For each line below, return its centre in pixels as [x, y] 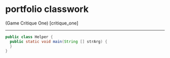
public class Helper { [29, 37]
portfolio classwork [47, 9]
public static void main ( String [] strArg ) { [59, 41]
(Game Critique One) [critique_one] [42, 23]
